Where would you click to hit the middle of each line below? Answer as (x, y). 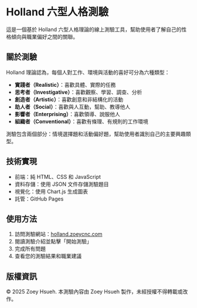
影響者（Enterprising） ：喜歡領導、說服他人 (67, 114)
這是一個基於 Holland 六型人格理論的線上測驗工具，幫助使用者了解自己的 (94, 29)
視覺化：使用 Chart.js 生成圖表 (51, 191)
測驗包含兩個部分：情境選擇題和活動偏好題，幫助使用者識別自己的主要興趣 (96, 134)
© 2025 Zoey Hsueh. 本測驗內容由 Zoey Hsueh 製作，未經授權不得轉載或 (94, 292)
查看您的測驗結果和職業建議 (48, 256)
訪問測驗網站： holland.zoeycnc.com (58, 234)
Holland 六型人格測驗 (57, 12)
